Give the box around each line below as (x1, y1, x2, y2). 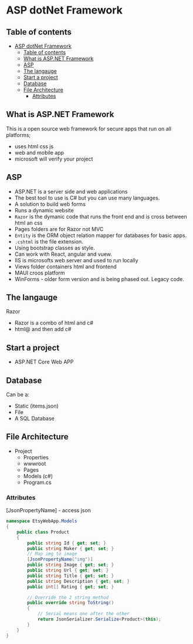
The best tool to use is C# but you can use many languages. (14, 194, 160, 201)
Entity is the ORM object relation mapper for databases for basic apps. (14, 232, 187, 239)
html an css (14, 219, 43, 226)
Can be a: (6, 391, 29, 398)
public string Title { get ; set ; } (27, 573, 114, 579)
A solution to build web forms (14, 201, 86, 208)
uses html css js (14, 142, 54, 150)
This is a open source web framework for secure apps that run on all (6, 125, 172, 132)
